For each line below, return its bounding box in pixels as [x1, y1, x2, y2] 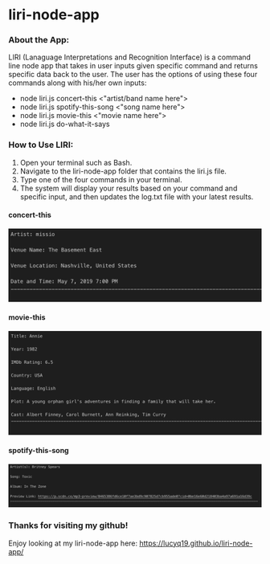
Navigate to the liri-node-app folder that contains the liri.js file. [19, 166, 227, 176]
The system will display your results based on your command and [19, 183, 238, 193]
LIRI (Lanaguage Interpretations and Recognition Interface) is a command [8, 52, 252, 62]
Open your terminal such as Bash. [19, 157, 133, 167]
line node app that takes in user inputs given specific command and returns [8, 61, 259, 71]
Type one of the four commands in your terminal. [19, 174, 182, 184]
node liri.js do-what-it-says [19, 119, 110, 129]
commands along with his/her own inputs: [8, 78, 147, 88]
